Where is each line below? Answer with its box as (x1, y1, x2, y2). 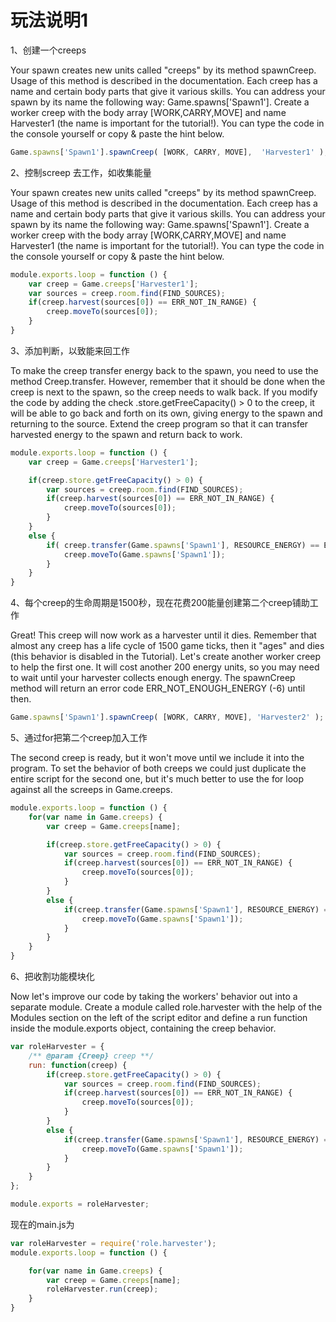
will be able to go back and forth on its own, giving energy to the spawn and (10, 407, 323, 419)
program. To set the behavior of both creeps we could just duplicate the (10, 762, 307, 775)
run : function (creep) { (28, 1060, 128, 1070)
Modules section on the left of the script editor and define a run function (10, 1012, 308, 1024)
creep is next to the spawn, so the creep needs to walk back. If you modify (10, 386, 318, 398)
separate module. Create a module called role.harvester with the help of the (10, 1001, 323, 1013)
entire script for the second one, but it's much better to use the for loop (10, 773, 305, 785)
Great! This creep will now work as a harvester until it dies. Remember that (10, 629, 317, 641)
